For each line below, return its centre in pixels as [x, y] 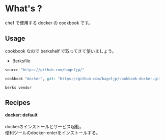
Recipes [18, 102]
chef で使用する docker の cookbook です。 [49, 23]
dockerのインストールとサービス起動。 [44, 127]
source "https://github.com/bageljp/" [45, 70]
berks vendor [18, 87]
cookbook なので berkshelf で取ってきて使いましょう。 [61, 51]
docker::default [21, 115]
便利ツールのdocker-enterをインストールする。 [53, 133]
